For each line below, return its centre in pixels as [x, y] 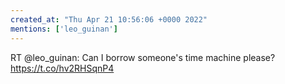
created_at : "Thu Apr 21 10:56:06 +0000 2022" [109, 19]
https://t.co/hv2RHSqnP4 [62, 68]
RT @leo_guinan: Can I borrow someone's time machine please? [143, 57]
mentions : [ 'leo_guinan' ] [64, 29]
